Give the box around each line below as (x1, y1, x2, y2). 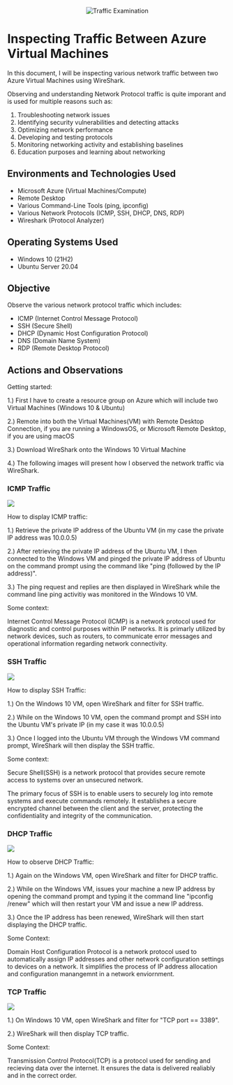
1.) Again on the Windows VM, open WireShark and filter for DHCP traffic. (7, 872, 218, 880)
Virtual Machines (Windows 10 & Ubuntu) (7, 404, 126, 412)
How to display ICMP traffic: (7, 513, 88, 521)
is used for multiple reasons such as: (7, 97, 113, 105)
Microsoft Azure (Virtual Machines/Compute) (17, 186, 147, 195)
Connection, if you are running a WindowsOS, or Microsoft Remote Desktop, (7, 425, 227, 433)
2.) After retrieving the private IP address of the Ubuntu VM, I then (7, 547, 197, 556)
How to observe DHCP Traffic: (7, 858, 94, 866)
